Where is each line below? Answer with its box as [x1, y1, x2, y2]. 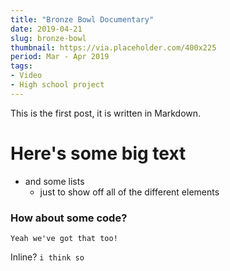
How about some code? [10, 211, 128, 225]
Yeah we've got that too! [10, 233, 118, 243]
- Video [10, 71, 43, 81]
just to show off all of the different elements [39, 186, 220, 198]
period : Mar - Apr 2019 [10, 52, 110, 62]
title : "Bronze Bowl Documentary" [10, 14, 155, 25]
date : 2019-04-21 [10, 24, 83, 34]
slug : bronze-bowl [10, 33, 87, 43]
